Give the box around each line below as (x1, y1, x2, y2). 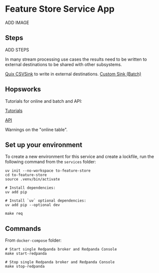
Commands (5, 224, 42, 233)
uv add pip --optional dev (5, 203, 60, 207)
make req (5, 211, 23, 216)
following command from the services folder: (5, 159, 96, 165)
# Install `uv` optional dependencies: (5, 198, 87, 204)
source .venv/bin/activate (5, 177, 60, 182)
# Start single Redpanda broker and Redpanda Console (5, 247, 117, 252)
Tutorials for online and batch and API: (5, 98, 82, 104)
